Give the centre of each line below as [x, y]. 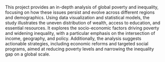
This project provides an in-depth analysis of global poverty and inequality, [82, 7]
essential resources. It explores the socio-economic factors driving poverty [82, 28]
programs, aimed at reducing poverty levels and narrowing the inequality [80, 49]
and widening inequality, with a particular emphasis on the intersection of [80, 33]
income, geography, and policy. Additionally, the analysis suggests [73, 38]
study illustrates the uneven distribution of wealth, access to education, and [83, 23]
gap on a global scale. [28, 54]
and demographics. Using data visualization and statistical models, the [78, 17]
